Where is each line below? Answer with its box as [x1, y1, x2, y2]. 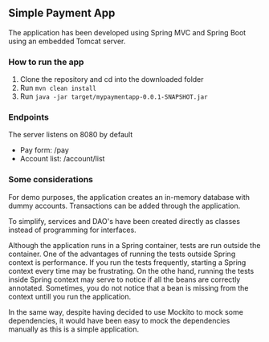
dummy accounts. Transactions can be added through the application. [8, 201, 241, 210]
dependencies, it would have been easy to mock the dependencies [8, 316, 230, 325]
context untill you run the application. [8, 291, 132, 301]
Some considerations [8, 174, 94, 185]
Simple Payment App [8, 6, 116, 20]
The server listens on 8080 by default [8, 130, 133, 140]
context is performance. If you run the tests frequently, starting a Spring [8, 257, 247, 267]
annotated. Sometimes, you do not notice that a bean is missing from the [8, 283, 249, 292]
